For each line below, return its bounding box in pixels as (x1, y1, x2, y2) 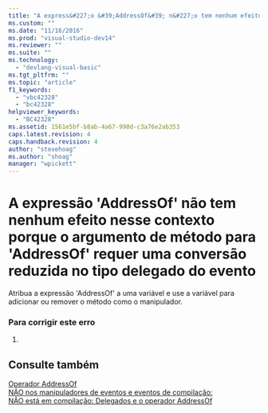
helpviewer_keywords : (8, 108, 81, 116)
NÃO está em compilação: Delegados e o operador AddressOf (8, 396, 213, 406)
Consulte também (8, 358, 100, 372)
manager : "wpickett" (8, 160, 77, 168)
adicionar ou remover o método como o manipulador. (8, 297, 183, 307)
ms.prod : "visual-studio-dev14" (8, 33, 116, 42)
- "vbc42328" (15, 93, 59, 101)
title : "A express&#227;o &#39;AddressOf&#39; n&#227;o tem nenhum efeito (8, 11, 262, 20)
